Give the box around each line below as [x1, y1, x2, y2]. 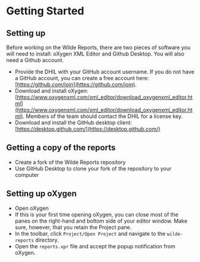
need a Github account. [6, 57, 64, 63]
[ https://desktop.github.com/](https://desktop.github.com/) [14, 126, 161, 132]
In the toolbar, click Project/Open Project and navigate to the [14, 230, 166, 237]
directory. [35, 236, 59, 243]
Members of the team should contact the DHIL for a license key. [26, 112, 183, 120]
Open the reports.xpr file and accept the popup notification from [14, 242, 176, 249]
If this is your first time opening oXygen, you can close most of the [14, 211, 179, 218]
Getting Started [6, 4, 85, 18]
